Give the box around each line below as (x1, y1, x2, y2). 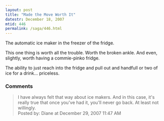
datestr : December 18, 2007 (5, 17, 65, 22)
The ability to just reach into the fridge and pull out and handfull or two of (5, 65, 158, 71)
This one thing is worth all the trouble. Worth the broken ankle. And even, (5, 50, 158, 56)
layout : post (5, 7, 33, 13)
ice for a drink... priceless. (5, 70, 60, 76)
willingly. (17, 105, 36, 111)
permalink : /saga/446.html (5, 26, 62, 31)
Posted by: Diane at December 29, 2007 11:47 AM (17, 110, 121, 116)
